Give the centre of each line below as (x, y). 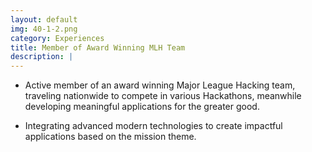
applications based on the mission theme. (110, 137)
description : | (42, 57)
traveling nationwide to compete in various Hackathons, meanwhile (163, 96)
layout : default (44, 19)
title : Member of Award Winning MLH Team (98, 47)
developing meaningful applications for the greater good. (142, 107)
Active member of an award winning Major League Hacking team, (160, 85)
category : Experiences (57, 38)
